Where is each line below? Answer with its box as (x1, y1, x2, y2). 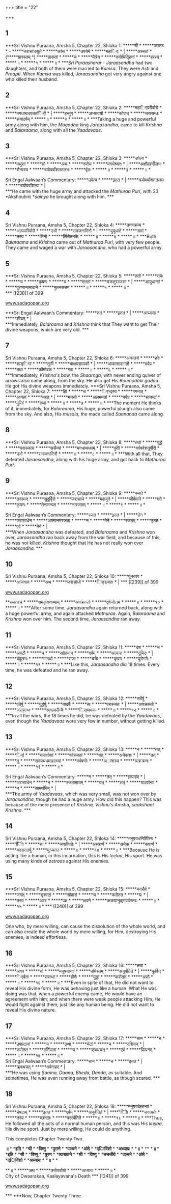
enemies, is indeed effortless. (5, 934, 67, 940)
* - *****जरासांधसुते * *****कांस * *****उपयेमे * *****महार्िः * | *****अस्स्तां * (5, 48, 152, 54)
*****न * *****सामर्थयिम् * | (5, 785, 56, 791)
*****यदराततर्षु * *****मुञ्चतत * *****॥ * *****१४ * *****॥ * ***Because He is (5, 847, 160, 853)
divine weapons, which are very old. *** (5, 327, 89, 333)
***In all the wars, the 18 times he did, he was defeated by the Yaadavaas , (5, 712, 162, 718)
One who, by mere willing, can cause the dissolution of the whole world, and (5, 923, 165, 930)
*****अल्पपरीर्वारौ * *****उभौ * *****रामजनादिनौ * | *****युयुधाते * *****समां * (5, 228, 148, 234)
